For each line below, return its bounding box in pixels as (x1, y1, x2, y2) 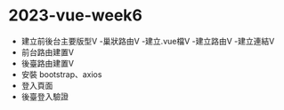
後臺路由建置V (20, 58, 75, 68)
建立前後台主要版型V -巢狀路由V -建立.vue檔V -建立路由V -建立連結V (20, 35, 275, 46)
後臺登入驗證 (20, 90, 69, 102)
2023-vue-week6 (8, 5, 143, 26)
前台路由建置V (20, 46, 75, 58)
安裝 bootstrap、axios (20, 68, 102, 80)
